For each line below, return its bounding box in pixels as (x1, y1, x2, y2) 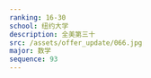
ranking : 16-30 (9, 13, 67, 22)
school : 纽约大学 (9, 22, 69, 30)
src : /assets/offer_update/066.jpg (9, 38, 143, 48)
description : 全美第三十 (9, 30, 96, 39)
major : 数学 (9, 47, 51, 56)
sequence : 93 (9, 55, 58, 64)
